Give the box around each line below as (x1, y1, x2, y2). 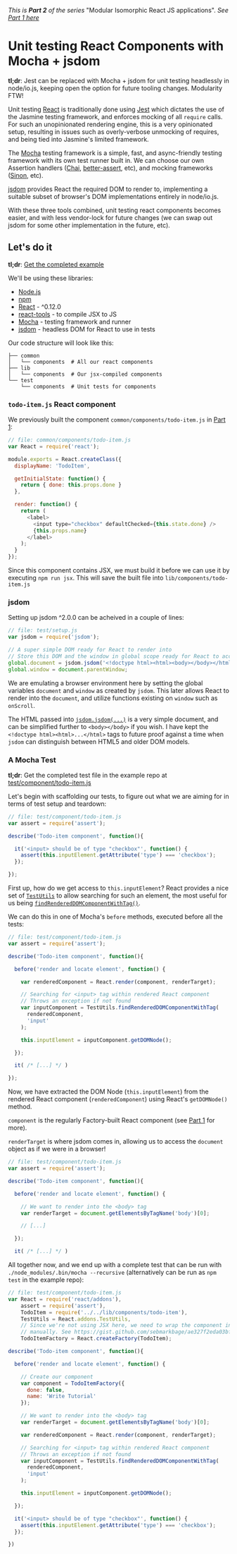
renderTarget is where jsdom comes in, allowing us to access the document (8, 1137, 224, 1146)
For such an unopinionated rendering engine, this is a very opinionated (8, 120, 213, 128)
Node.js (18, 287, 41, 295)
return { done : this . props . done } (20, 482, 122, 489)
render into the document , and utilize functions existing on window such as (8, 694, 218, 702)
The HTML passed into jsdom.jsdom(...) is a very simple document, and (8, 715, 219, 723)
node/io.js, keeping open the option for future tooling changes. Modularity (8, 84, 223, 92)
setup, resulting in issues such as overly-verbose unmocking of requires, (8, 127, 219, 136)
